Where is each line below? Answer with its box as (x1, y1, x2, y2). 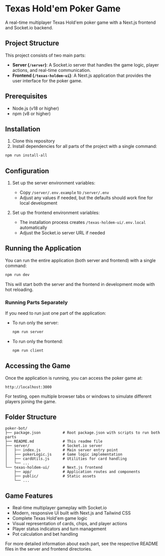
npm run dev (5, 272, 30, 277)
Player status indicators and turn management (12, 526, 107, 532)
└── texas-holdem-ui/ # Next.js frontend (5, 465, 103, 470)
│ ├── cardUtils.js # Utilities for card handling (5, 456, 127, 462)
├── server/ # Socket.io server (5, 443, 103, 448)
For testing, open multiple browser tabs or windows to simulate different (5, 393, 152, 399)
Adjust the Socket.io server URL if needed (19, 230, 105, 236)
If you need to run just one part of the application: (5, 310, 106, 316)
